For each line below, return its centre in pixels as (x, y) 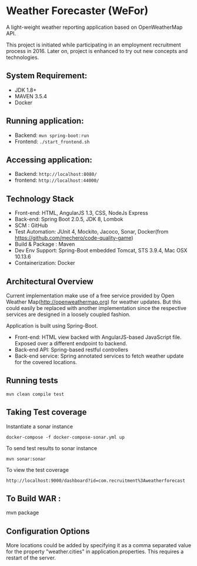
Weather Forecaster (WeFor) (77, 11)
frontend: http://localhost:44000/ (57, 180)
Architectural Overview (50, 282)
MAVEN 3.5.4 (31, 96)
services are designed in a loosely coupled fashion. (69, 314)
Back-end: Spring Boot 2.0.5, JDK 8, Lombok (69, 219)
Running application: (45, 121)
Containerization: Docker (45, 263)
